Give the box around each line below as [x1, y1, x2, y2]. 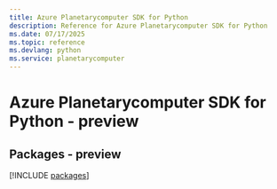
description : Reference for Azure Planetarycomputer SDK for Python [9, 21, 268, 30]
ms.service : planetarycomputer [9, 54, 125, 63]
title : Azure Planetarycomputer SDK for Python [9, 12, 189, 22]
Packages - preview [9, 146, 122, 161]
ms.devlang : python [9, 46, 82, 55]
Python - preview [9, 112, 139, 131]
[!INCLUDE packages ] [9, 170, 90, 180]
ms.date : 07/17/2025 [9, 29, 86, 38]
